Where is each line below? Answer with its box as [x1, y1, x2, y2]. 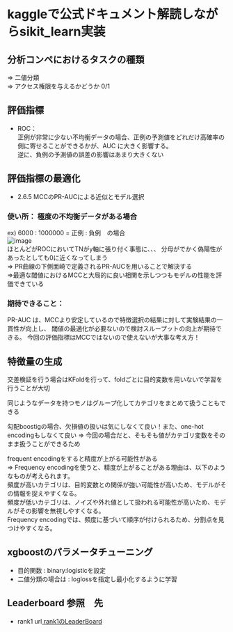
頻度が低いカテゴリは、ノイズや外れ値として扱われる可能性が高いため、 [7, 498, 214, 507]
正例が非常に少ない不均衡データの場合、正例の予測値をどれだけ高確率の [17, 133, 225, 141]
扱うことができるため [19, 440, 81, 448]
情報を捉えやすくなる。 [13, 489, 81, 498]
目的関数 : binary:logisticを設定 [17, 566, 106, 574]
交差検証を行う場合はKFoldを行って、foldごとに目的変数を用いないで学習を [7, 375, 223, 384]
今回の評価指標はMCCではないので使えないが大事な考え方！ [26, 333, 200, 342]
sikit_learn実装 [19, 24, 106, 40]
